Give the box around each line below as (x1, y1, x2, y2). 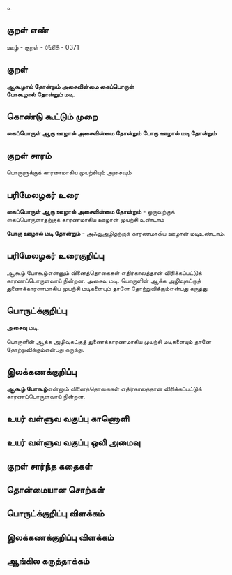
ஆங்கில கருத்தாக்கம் (6, 555, 90, 567)
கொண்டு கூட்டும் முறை (6, 111, 98, 123)
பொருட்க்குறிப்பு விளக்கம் (6, 507, 105, 520)
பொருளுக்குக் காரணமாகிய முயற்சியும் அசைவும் (6, 168, 132, 177)
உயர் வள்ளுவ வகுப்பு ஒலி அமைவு (6, 437, 141, 449)
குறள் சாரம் (6, 149, 52, 161)
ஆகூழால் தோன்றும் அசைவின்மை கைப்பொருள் (6, 82, 134, 91)
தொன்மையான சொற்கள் (6, 484, 105, 496)
